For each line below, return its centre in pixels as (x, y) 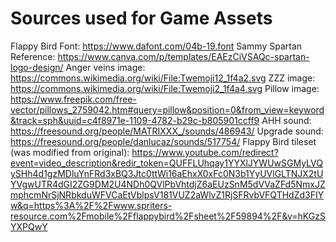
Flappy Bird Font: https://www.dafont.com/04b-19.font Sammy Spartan (156, 46)
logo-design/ (37, 67)
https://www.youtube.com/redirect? (205, 152)
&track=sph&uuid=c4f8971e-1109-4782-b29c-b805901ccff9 (135, 120)
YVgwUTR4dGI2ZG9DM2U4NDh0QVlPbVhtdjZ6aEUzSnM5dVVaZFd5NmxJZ (168, 184)
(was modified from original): (70, 152)
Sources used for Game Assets (141, 18)
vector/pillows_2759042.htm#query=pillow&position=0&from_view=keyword (167, 109)
